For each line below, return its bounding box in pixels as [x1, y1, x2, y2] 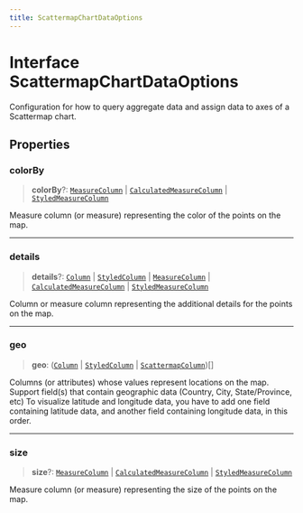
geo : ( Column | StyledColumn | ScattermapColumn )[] [31, 359, 215, 370]
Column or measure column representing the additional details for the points [9, 298, 293, 309]
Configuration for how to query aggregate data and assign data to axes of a [9, 101, 290, 112]
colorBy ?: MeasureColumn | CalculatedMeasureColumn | [31, 184, 228, 195]
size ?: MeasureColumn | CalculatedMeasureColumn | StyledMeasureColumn [31, 467, 293, 478]
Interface [9, 51, 79, 72]
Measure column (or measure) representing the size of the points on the [9, 484, 278, 495]
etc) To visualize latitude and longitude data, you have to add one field [9, 396, 271, 406]
